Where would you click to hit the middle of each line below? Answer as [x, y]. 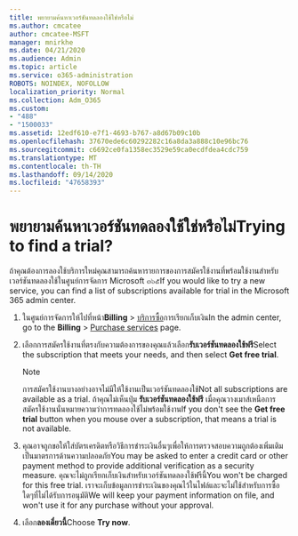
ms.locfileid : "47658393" [57, 183]
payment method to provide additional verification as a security [138, 466]
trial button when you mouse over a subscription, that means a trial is [149, 420]
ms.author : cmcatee [45, 26]
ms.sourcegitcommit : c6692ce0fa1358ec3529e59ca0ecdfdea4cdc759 [129, 149]
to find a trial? [61, 246]
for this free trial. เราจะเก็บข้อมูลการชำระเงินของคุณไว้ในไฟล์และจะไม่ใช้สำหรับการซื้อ [151, 485]
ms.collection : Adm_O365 [55, 100]
